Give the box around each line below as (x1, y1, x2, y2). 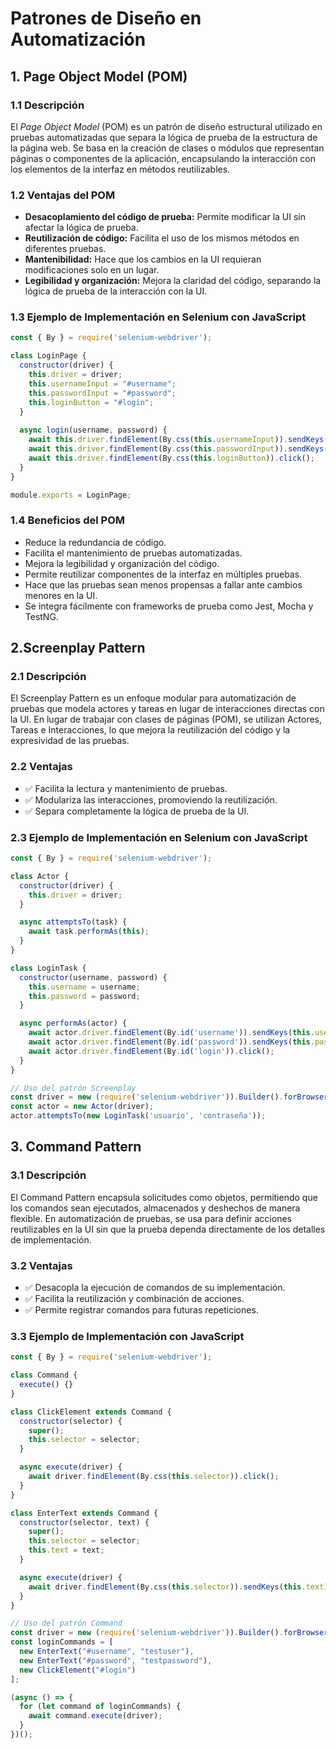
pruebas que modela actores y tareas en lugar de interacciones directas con (10, 703, 325, 715)
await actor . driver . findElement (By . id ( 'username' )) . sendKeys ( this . (28, 1028, 315, 1038)
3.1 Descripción (10, 1168, 87, 1182)
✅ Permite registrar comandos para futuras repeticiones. (24, 1304, 259, 1316)
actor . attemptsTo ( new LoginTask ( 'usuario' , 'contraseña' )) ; (10, 1111, 267, 1121)
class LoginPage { (10, 351, 87, 361)
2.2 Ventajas (10, 760, 73, 774)
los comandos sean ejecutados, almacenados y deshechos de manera (10, 1202, 301, 1214)
